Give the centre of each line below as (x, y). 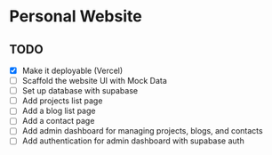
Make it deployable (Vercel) (72, 70)
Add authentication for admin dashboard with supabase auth (133, 141)
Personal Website (76, 16)
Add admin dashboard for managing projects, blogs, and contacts (143, 131)
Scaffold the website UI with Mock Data (94, 81)
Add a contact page (58, 121)
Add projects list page (62, 101)
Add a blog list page (59, 111)
